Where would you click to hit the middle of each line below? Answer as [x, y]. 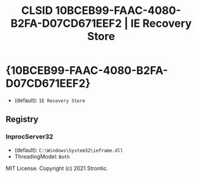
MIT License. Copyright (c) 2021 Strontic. [57, 168]
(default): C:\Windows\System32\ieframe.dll [69, 150]
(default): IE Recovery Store [50, 100]
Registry [22, 119]
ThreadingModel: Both [42, 156]
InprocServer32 [30, 137]
